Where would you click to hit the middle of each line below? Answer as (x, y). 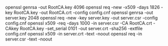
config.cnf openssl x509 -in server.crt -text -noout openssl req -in (74, 34)
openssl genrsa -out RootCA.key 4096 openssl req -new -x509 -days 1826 (82, 7)
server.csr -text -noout (29, 39)
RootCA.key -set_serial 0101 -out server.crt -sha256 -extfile (81, 28)
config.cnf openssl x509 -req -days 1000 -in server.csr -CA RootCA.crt (79, 23)
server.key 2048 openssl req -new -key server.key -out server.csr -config (81, 18)
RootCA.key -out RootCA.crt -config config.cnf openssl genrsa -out (83, 12)
